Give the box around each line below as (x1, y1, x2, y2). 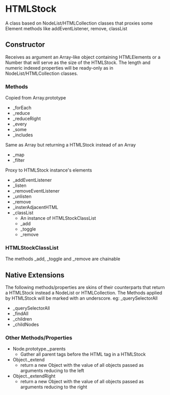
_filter (12, 157, 25, 163)
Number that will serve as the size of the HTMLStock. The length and (5, 59, 151, 66)
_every (12, 121, 27, 127)
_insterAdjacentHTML (12, 204, 59, 211)
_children (12, 316, 32, 322)
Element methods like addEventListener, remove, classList (5, 25, 128, 31)
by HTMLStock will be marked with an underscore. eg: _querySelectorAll (5, 295, 158, 301)
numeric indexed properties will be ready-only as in (5, 65, 114, 71)
